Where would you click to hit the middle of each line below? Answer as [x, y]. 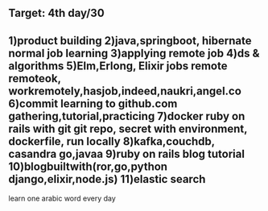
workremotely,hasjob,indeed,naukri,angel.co [125, 91]
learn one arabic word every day [62, 199]
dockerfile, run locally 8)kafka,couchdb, [111, 141]
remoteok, [35, 79]
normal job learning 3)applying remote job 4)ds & [134, 53]
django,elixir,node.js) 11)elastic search [107, 179]
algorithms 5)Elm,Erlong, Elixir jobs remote [118, 66]
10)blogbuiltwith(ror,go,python [88, 166]
